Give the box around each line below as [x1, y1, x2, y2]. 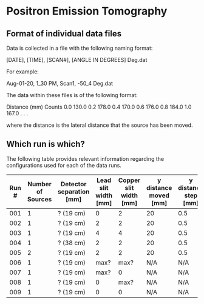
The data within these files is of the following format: [6, 92, 138, 98]
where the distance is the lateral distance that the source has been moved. [6, 121, 193, 129]
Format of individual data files [6, 29, 122, 39]
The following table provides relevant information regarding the [6, 155, 165, 162]
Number [27, 180, 52, 188]
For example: [6, 68, 39, 75]
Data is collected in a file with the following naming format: [6, 44, 153, 52]
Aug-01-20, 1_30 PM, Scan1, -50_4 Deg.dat [6, 80, 114, 87]
